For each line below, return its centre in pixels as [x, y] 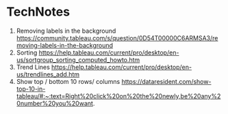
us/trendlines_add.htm [48, 74]
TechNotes [38, 12]
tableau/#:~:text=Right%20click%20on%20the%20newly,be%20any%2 [118, 96]
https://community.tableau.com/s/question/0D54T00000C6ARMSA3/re [117, 38]
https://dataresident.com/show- [166, 81]
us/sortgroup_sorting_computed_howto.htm [78, 59]
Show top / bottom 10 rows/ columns [68, 81]
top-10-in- [31, 89]
